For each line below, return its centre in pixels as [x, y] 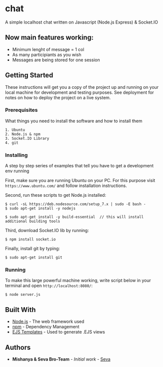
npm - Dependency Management [46, 327]
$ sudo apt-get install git [34, 258]
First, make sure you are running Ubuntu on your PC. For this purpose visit [80, 181]
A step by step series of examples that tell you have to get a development [79, 166]
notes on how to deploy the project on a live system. [58, 97]
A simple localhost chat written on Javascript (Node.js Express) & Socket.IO [82, 22]
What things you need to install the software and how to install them [74, 121]
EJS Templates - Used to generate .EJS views [59, 332]
